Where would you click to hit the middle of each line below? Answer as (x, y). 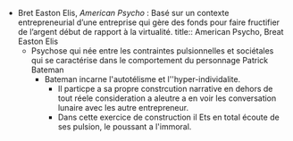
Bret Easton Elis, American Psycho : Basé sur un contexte (123, 13)
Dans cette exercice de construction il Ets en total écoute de (168, 117)
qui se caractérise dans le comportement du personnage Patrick (150, 60)
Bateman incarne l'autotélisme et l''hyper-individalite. (142, 79)
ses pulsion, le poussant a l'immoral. (125, 127)
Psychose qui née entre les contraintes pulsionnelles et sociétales (152, 51)
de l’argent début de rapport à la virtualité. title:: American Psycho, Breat (151, 32)
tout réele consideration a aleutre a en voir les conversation (167, 98)
